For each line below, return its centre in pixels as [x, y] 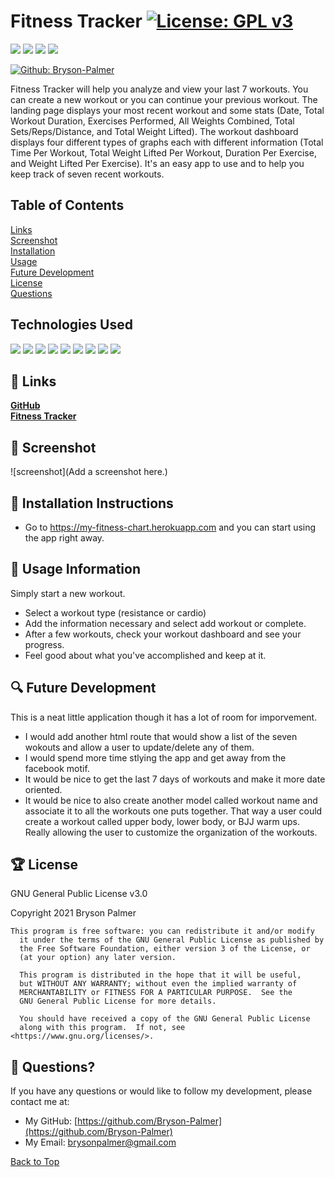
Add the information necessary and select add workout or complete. [165, 623]
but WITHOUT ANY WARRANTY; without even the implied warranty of [158, 984]
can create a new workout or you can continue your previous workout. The [164, 99]
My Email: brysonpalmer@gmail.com [100, 1142]
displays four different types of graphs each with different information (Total [167, 142]
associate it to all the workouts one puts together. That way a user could [173, 811]
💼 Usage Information [75, 569]
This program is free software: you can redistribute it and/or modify [162, 931]
